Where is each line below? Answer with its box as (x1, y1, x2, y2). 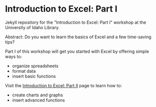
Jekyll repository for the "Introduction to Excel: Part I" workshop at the (5, 19, 146, 25)
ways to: (5, 53, 22, 59)
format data (12, 68, 36, 74)
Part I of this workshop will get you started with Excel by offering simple (5, 48, 150, 54)
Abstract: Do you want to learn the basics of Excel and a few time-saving (5, 34, 152, 40)
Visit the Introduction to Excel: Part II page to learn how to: (5, 82, 122, 88)
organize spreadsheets (12, 63, 58, 69)
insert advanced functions (12, 97, 65, 103)
